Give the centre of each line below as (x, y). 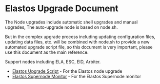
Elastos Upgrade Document (62, 9)
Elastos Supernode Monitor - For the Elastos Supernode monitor (77, 76)
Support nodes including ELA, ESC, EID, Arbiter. (53, 62)
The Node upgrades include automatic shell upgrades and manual (71, 22)
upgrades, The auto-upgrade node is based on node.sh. (61, 27)
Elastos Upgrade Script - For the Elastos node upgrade (67, 71)
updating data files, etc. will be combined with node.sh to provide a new (77, 42)
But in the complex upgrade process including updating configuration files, (80, 37)
